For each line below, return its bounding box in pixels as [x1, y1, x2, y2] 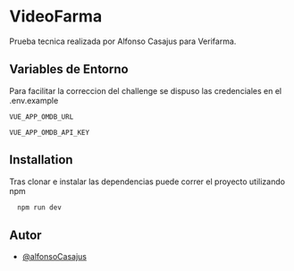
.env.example [9, 95, 59, 106]
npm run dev [17, 203, 63, 212]
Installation [9, 152, 73, 167]
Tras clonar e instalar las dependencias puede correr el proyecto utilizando [9, 176, 286, 187]
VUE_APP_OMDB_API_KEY [9, 128, 90, 137]
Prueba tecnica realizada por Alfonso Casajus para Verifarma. [9, 36, 237, 47]
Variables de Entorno [9, 62, 129, 77]
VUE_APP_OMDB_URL [9, 112, 74, 122]
